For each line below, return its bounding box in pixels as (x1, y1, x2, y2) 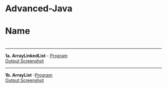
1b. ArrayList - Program (5, 72, 53, 78)
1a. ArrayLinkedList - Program (5, 53, 68, 59)
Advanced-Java (5, 3, 73, 14)
